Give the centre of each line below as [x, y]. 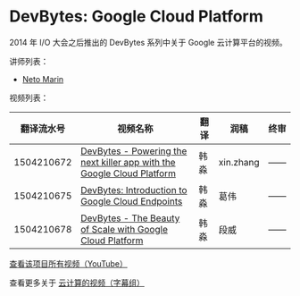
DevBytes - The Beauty [130, 218]
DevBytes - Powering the [133, 151]
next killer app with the [128, 162]
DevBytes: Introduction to [133, 190]
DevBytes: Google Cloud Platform [136, 17]
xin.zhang [239, 162]
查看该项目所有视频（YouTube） [68, 263]
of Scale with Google [124, 229]
